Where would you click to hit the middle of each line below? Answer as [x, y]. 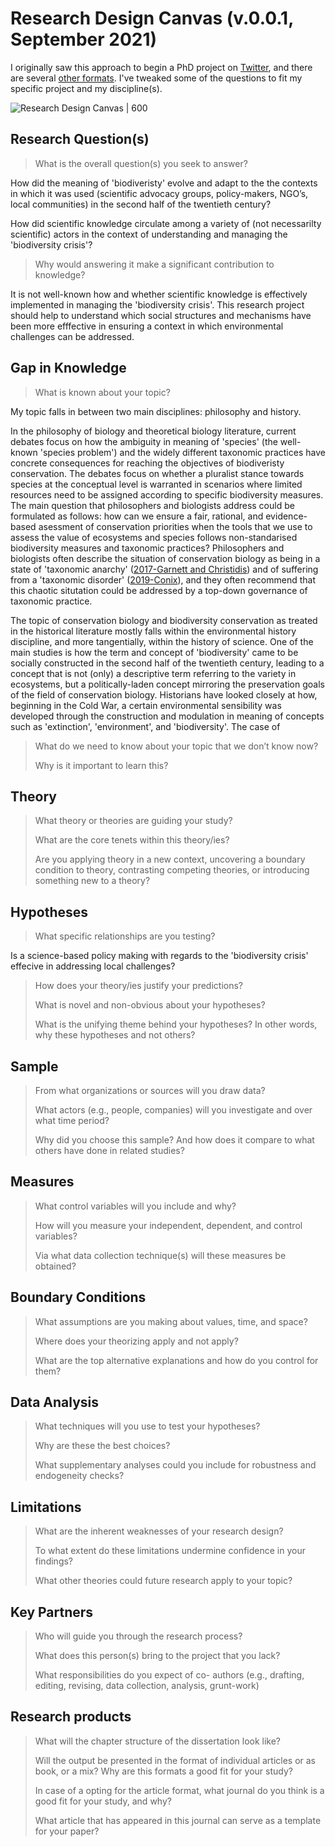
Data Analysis [55, 1402]
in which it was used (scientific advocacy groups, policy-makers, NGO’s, [159, 193]
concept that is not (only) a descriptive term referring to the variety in [153, 673]
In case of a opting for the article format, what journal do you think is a [179, 1790]
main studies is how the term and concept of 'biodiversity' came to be [154, 652]
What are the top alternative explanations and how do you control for [176, 1360]
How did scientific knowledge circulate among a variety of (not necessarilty [166, 223]
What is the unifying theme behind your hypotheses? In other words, [176, 1024]
